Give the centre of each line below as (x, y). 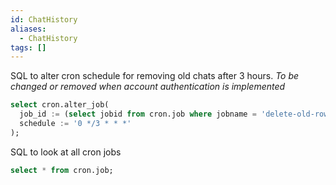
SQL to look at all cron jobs (66, 152)
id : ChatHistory (44, 19)
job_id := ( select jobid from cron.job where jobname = (138, 114)
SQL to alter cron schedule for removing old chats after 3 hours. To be (155, 76)
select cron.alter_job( (60, 105)
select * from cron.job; (62, 170)
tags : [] (28, 47)
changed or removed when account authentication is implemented (148, 87)
